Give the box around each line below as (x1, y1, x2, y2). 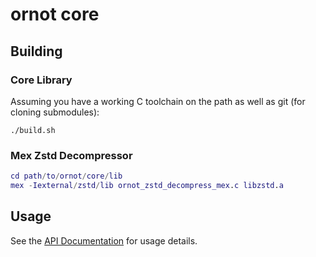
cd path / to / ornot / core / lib (10, 171, 123, 182)
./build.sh (10, 125, 56, 135)
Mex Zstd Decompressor (10, 148, 133, 162)
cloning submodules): (10, 106, 100, 118)
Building (10, 43, 63, 60)
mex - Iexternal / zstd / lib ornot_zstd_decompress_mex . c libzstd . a (10, 181, 284, 191)
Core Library (10, 73, 73, 87)
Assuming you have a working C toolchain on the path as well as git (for (10, 95, 306, 107)
